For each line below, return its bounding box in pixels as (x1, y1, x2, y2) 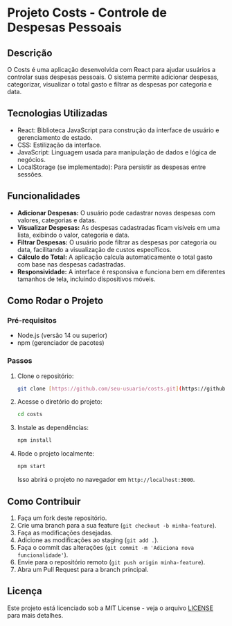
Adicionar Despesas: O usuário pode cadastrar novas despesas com (17, 208, 216, 217)
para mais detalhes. (7, 611, 64, 619)
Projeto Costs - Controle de (7, 5, 168, 21)
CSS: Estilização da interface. (17, 141, 102, 149)
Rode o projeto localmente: (17, 449, 95, 458)
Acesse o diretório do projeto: (17, 397, 102, 406)
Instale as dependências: (17, 424, 89, 432)
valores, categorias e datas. (17, 216, 97, 224)
